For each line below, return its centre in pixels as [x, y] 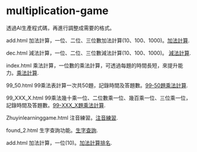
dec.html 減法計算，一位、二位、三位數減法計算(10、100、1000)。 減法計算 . [98, 53]
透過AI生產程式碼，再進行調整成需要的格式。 [61, 28]
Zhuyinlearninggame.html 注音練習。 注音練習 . [62, 118]
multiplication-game [57, 11]
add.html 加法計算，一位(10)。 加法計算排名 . [59, 143]
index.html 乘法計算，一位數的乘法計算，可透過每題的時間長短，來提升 [92, 65]
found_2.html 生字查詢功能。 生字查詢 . [52, 130]
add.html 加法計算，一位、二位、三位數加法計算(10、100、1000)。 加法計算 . [98, 40]
